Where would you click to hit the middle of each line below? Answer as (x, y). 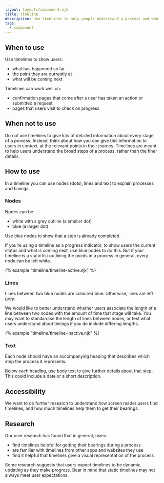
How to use (22, 171)
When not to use (31, 124)
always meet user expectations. (37, 475)
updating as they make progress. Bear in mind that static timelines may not (80, 470)
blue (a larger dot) (30, 226)
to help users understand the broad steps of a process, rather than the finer (81, 151)
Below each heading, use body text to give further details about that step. (79, 371)
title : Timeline (21, 14)
